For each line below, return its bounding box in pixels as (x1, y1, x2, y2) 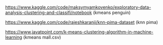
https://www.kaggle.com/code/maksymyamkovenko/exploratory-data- (5, 4, 151, 10)
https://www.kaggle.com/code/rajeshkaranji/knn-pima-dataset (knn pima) (5, 19, 158, 25)
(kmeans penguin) (93, 9, 131, 15)
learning (5, 34, 23, 40)
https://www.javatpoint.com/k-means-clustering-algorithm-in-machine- (5, 29, 154, 34)
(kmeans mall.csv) (23, 34, 61, 40)
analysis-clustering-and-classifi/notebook (5, 9, 92, 15)
